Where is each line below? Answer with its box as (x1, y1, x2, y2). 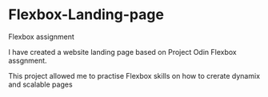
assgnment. (8, 56, 47, 65)
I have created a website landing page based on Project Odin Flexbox (8, 47, 238, 56)
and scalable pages (8, 80, 74, 89)
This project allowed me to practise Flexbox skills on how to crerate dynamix (8, 71, 261, 80)
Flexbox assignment (8, 32, 74, 41)
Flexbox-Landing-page (8, 6, 164, 24)
